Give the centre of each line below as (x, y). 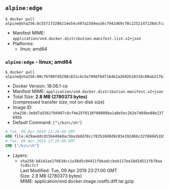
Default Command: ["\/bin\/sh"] (47, 123)
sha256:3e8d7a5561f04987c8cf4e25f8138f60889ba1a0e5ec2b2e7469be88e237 (88, 113)
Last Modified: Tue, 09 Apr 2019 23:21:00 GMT (68, 170)
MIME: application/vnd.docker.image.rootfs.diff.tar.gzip (77, 181)
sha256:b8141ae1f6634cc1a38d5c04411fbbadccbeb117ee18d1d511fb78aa (91, 161)
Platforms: (23, 43)
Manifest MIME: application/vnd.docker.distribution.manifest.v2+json (88, 91)
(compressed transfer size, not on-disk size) (58, 102)
